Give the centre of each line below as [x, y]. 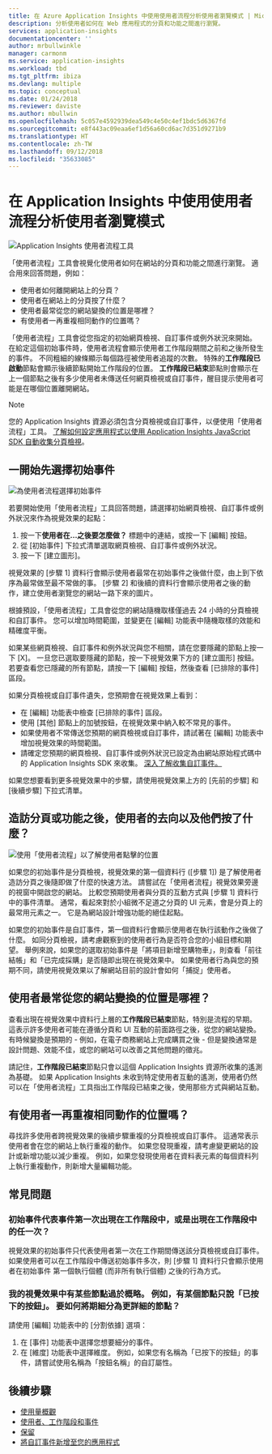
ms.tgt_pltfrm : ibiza [45, 76]
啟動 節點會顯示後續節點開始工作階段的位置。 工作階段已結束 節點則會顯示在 [134, 369]
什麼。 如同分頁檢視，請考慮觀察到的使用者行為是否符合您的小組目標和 [126, 940]
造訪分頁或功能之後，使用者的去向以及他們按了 [125, 819]
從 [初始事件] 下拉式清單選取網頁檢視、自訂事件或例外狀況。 [120, 545]
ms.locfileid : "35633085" [52, 159]
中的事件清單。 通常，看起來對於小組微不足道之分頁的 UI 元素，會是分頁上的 [136, 902]
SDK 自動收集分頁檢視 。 [49, 441]
